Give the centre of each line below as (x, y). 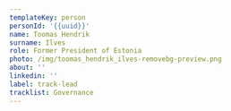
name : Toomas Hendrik (50, 34)
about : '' (28, 68)
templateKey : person (48, 17)
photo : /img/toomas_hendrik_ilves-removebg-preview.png (115, 59)
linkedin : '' (34, 76)
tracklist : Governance (51, 92)
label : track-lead (43, 84)
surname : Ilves (38, 43)
